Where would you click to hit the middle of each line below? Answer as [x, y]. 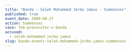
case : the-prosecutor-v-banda [36, 28]
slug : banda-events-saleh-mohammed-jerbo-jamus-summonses [65, 41]
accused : [14, 32]
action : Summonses [24, 23]
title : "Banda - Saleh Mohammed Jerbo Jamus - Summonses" [65, 9]
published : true [22, 14]
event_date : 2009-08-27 [29, 18]
